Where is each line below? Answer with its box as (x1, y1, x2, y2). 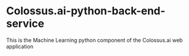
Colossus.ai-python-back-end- (6, 4, 166, 18)
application (6, 43, 34, 50)
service (6, 17, 45, 30)
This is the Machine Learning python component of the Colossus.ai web (6, 36, 183, 43)
